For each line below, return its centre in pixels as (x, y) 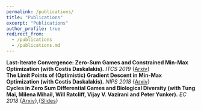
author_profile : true (33, 29)
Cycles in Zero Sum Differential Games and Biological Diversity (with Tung (101, 88)
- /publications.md (36, 46)
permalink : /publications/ (40, 12)
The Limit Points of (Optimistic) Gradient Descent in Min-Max (84, 75)
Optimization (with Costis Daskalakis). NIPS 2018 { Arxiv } (78, 81)
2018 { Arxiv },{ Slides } (32, 100)
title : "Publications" (35, 17)
